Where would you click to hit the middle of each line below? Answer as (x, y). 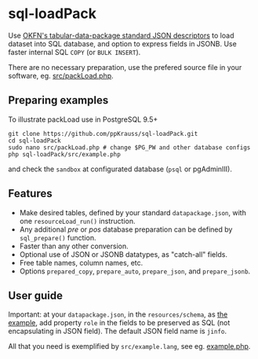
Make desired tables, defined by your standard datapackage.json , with (133, 212)
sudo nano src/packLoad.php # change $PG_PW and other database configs (129, 147)
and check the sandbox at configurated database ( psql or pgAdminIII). (120, 169)
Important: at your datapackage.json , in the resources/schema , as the (118, 314)
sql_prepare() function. (58, 237)
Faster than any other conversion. (74, 246)
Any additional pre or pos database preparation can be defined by (126, 229)
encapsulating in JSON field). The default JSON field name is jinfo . (118, 332)
